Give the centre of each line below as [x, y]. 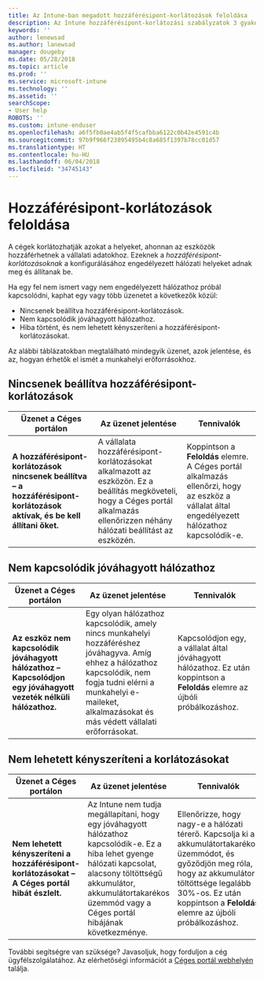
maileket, [102, 702]
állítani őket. [35, 525]
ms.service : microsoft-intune [58, 81]
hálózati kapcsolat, [122, 864]
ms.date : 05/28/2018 [42, 60]
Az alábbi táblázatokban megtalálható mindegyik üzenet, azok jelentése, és [130, 350]
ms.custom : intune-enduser [52, 125]
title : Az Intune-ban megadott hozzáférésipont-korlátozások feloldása [128, 15]
